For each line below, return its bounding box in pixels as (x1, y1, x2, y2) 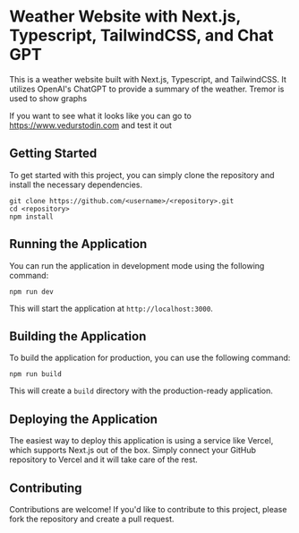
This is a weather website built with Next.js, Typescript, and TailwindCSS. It (9, 73, 286, 84)
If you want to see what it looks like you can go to (9, 110, 192, 121)
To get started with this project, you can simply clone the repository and (9, 169, 275, 180)
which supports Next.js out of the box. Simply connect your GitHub (9, 445, 257, 456)
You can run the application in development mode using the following (9, 260, 265, 271)
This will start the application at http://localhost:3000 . (9, 303, 213, 314)
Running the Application (9, 236, 148, 252)
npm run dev (9, 287, 54, 297)
